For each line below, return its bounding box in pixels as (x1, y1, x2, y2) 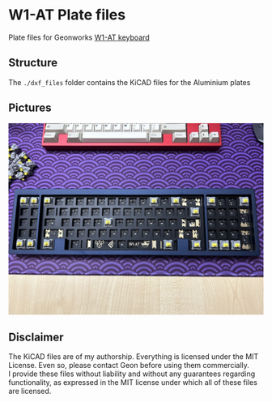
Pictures (8, 101, 52, 115)
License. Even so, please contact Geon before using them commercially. (8, 361, 249, 370)
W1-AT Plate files (8, 6, 126, 24)
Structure (8, 56, 58, 70)
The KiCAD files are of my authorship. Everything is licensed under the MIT (8, 352, 259, 361)
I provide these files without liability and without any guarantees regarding (8, 369, 256, 378)
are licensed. (8, 387, 52, 396)
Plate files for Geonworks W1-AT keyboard (8, 32, 150, 42)
